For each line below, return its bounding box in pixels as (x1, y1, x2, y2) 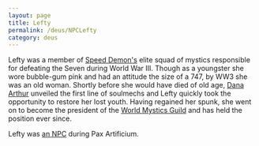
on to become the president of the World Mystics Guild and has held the (8, 106, 243, 115)
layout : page (8, 11, 51, 20)
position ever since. (8, 114, 73, 123)
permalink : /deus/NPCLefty (8, 26, 97, 34)
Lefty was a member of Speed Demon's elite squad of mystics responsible (8, 55, 251, 65)
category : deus (8, 33, 58, 42)
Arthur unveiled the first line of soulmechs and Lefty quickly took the (8, 88, 231, 99)
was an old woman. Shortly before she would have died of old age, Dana (8, 80, 245, 90)
